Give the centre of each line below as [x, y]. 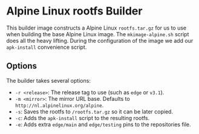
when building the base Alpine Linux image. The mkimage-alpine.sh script [98, 34]
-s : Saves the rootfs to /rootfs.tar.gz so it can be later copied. [94, 111]
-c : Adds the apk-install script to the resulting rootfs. [82, 118]
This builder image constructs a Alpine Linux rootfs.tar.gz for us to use [96, 28]
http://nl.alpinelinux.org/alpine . [59, 105]
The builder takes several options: [48, 80]
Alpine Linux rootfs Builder [74, 11]
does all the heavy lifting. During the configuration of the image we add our [100, 40]
